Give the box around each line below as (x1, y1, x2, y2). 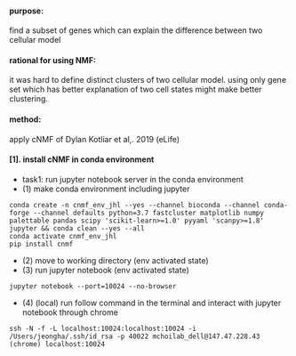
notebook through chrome (21, 306, 118, 318)
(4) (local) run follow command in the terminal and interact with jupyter (21, 297, 282, 308)
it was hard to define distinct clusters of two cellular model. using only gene (9, 75, 287, 85)
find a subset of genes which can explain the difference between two (9, 25, 263, 36)
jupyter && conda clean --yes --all (9, 223, 145, 233)
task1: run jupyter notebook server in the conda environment (21, 174, 244, 184)
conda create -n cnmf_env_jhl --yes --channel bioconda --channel (9, 200, 260, 209)
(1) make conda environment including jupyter (21, 183, 190, 194)
